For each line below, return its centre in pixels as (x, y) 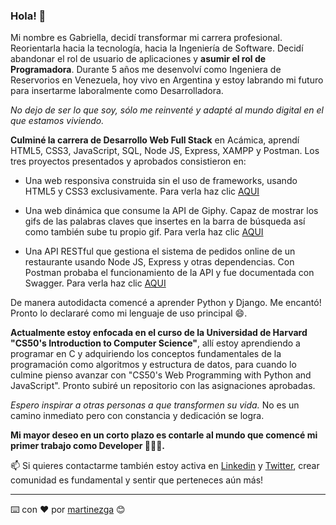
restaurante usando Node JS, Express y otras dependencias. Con (159, 262)
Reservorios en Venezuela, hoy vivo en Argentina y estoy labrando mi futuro (167, 80)
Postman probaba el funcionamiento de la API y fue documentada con (169, 273)
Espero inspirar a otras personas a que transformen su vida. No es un (155, 405)
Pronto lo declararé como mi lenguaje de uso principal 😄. (129, 313)
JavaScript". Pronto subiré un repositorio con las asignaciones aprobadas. (163, 386)
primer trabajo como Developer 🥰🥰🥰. (88, 446)
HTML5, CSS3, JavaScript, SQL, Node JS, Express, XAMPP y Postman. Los (165, 151)
